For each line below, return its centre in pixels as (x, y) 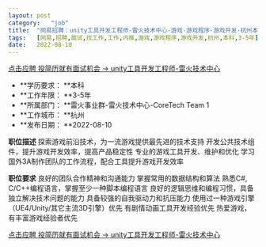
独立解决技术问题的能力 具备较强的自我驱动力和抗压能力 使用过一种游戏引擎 (131, 198)
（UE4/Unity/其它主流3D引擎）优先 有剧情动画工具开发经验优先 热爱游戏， (130, 208)
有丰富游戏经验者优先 (43, 218)
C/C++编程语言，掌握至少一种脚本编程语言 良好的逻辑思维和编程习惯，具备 (131, 188)
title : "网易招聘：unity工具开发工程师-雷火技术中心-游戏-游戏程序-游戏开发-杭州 (130, 30)
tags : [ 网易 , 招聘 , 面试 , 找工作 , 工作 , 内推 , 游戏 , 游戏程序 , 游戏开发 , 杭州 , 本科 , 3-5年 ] (133, 38)
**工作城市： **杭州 (52, 115)
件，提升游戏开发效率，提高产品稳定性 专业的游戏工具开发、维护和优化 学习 (131, 152)
